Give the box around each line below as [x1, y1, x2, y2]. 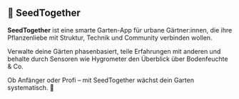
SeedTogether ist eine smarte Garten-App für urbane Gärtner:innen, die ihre [7, 25, 233, 34]
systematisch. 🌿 [7, 83, 55, 92]
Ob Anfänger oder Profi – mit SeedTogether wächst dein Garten [7, 76, 195, 84]
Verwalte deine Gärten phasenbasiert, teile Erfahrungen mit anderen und [7, 47, 221, 55]
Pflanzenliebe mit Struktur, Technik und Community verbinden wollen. [7, 33, 213, 42]
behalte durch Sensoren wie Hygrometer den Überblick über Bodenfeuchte [7, 54, 228, 63]
